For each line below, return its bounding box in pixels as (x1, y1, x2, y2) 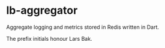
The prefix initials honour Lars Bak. (6, 35, 92, 42)
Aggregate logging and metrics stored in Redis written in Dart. (6, 23, 160, 31)
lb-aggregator (6, 4, 78, 17)
